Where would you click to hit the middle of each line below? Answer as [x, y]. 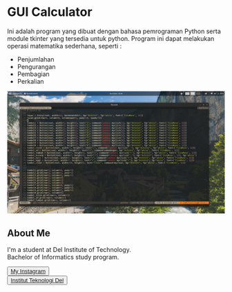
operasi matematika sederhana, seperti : [65, 46]
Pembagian [33, 74]
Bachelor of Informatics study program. [63, 257]
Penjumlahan [36, 59]
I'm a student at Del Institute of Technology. [69, 250]
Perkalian [30, 81]
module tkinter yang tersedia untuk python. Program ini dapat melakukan [111, 38]
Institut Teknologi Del [37, 281]
